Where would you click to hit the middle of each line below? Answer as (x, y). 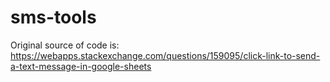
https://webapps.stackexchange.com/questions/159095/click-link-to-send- (165, 55)
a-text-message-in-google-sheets (81, 66)
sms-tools (53, 17)
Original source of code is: (65, 45)
